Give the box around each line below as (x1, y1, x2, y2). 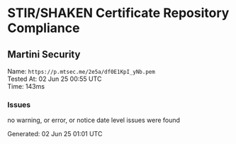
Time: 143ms (7, 82, 45, 90)
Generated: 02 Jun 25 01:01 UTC (7, 130, 103, 138)
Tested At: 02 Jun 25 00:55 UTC (7, 74, 102, 83)
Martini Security (7, 48, 81, 60)
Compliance (7, 20, 80, 36)
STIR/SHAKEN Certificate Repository (7, 5, 230, 21)
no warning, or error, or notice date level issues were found (7, 116, 181, 125)
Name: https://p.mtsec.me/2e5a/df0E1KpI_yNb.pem (7, 67, 156, 75)
